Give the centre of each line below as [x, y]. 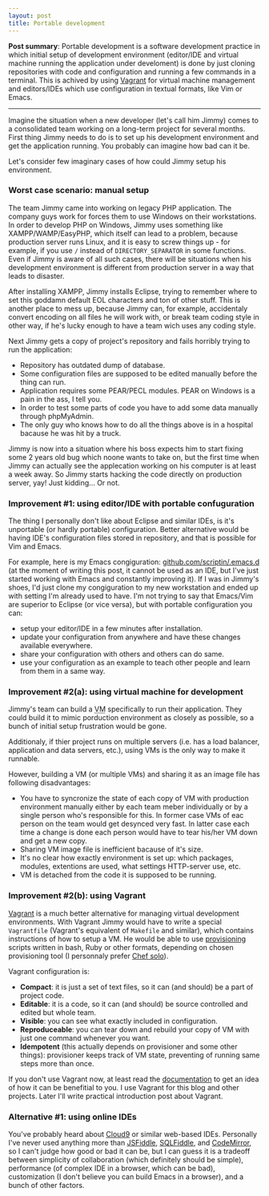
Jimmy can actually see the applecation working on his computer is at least [132, 465]
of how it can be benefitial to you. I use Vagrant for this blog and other [124, 1087]
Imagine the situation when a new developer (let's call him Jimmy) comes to [133, 120]
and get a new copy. [54, 841]
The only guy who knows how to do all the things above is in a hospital [137, 425]
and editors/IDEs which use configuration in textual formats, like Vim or [125, 88]
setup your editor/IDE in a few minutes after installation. [111, 629]
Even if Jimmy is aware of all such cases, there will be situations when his [130, 259]
